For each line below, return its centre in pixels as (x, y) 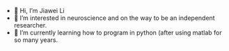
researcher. (30, 25)
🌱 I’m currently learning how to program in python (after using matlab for (118, 32)
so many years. (35, 40)
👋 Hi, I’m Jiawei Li (39, 11)
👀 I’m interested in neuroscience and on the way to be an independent (114, 18)
